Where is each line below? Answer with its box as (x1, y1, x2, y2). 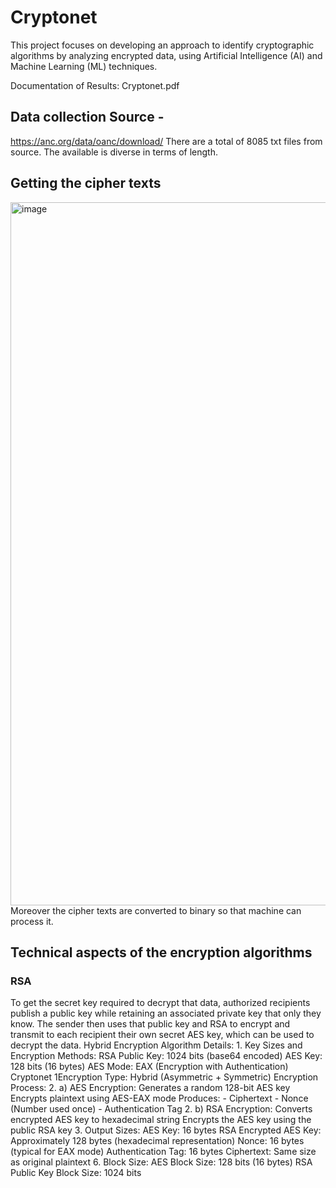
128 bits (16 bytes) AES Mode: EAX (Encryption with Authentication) (10, 1061, 289, 1073)
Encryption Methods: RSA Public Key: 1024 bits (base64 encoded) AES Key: (10, 1050, 323, 1062)
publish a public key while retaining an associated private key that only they (10, 1007, 322, 1020)
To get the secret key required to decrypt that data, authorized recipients (10, 997, 311, 1009)
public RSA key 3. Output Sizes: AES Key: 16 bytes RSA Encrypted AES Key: (10, 1124, 322, 1136)
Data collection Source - (10, 109, 165, 126)
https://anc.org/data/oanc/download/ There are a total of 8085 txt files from (10, 135, 323, 147)
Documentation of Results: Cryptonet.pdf (10, 79, 180, 91)
